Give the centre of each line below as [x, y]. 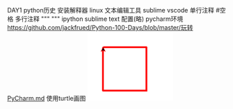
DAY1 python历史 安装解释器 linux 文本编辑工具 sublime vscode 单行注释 [111, 10]
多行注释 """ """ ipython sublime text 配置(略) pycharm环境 [99, 19]
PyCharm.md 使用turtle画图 [47, 98]
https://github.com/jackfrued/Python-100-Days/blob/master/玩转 [100, 27]
